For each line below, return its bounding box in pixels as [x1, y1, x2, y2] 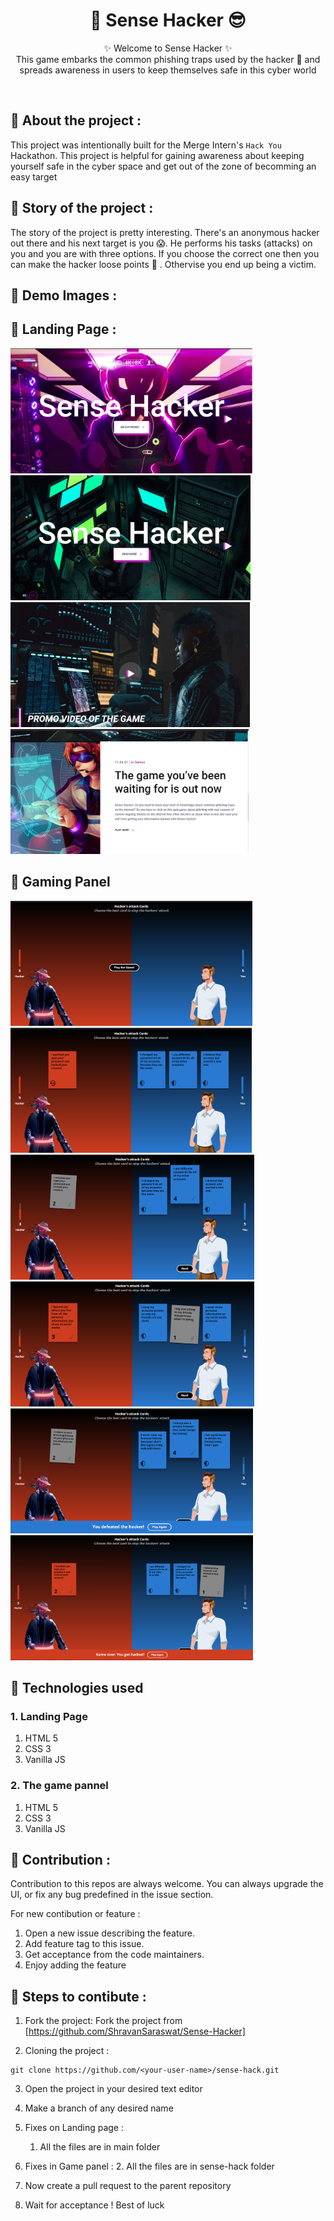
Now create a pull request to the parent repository [24, 2180, 232, 2192]
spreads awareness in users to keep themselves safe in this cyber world [19, 64, 317, 76]
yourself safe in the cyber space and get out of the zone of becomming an [10, 160, 317, 172]
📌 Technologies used [10, 1679, 144, 1696]
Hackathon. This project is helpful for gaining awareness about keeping [10, 149, 305, 161]
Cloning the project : [24, 2045, 110, 2057]
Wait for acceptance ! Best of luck [24, 2199, 165, 2211]
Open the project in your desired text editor [24, 2083, 203, 2095]
